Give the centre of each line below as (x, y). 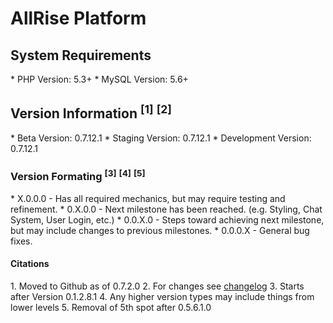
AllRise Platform (78, 18)
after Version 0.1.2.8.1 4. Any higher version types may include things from (162, 296)
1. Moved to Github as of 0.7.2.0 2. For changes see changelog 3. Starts (157, 286)
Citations (30, 264)
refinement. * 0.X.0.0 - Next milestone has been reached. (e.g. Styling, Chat (166, 209)
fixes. (21, 241)
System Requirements (81, 55)
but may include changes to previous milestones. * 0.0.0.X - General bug (160, 230)
